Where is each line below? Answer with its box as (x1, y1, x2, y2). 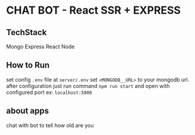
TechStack (6, 27, 47, 37)
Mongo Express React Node (6, 43, 75, 50)
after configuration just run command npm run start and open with (6, 82, 170, 89)
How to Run (6, 60, 50, 70)
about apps (6, 106, 49, 116)
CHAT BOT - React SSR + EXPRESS (6, 4, 181, 17)
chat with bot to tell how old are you (6, 121, 94, 128)
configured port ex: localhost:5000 (6, 89, 92, 96)
